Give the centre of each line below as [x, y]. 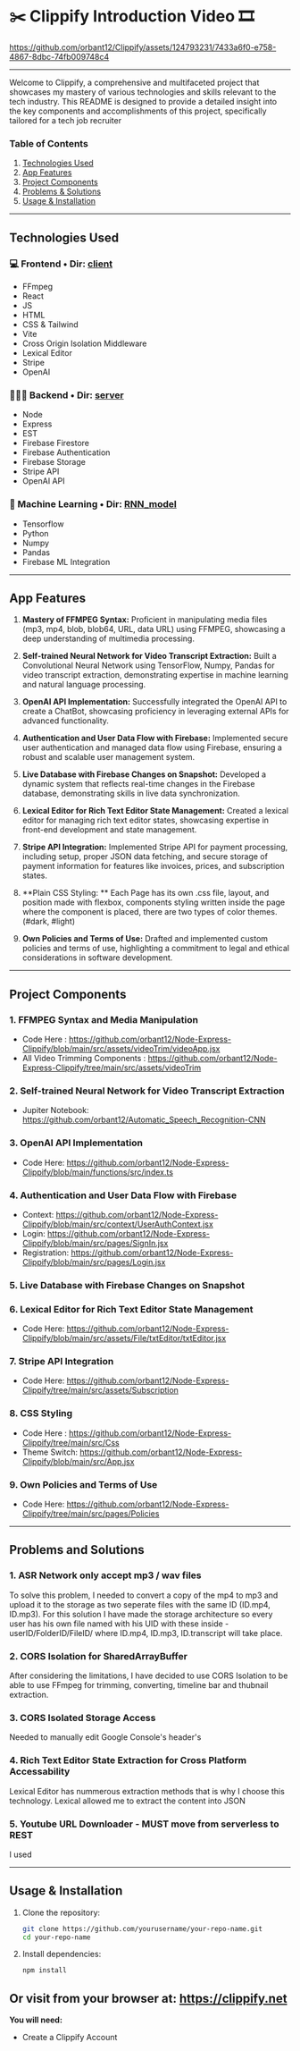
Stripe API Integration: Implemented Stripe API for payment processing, [155, 847]
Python [35, 533]
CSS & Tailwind [50, 324]
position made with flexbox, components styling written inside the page [154, 902]
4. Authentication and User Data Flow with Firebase [123, 1195]
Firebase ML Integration [66, 561]
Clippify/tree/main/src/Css [71, 1442]
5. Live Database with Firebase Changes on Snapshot [127, 1285]
